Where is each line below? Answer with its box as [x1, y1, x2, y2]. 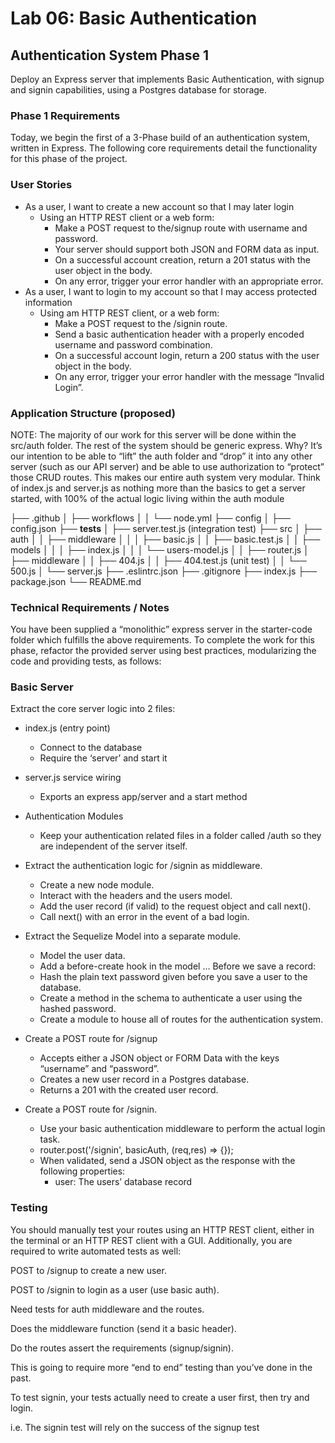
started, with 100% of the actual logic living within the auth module [10, 492, 285, 504]
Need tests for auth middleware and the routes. [10, 1303, 205, 1315]
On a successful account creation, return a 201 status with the [54, 253, 311, 266]
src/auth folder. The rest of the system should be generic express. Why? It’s [10, 439, 323, 451]
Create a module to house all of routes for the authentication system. [39, 1013, 324, 1026]
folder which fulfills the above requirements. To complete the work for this [10, 634, 315, 646]
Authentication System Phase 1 [10, 47, 210, 64]
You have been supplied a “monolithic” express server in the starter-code [10, 623, 313, 636]
